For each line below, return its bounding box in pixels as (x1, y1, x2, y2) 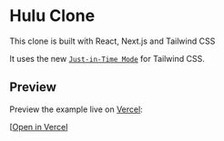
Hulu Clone (9, 5, 96, 26)
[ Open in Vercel (9, 121, 68, 132)
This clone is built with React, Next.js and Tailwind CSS (9, 35, 216, 46)
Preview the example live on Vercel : (9, 104, 143, 115)
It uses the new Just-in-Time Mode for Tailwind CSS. (9, 53, 205, 64)
